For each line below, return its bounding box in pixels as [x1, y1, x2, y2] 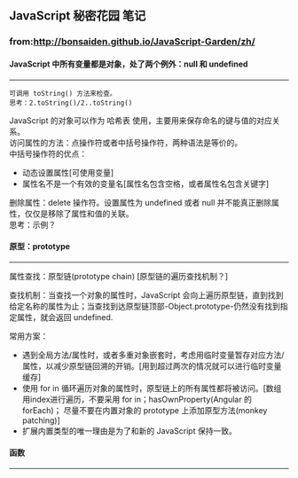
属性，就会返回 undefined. [16, 311, 114, 322]
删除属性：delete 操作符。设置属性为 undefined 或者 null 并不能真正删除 [9, 197, 272, 208]
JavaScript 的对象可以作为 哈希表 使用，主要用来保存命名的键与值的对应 [9, 114, 273, 126]
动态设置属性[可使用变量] [21, 167, 114, 177]
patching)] [21, 415, 60, 426]
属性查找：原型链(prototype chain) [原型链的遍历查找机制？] [9, 270, 229, 281]
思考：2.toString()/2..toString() [9, 98, 133, 107]
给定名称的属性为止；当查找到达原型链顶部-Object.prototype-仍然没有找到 [9, 301, 281, 311]
